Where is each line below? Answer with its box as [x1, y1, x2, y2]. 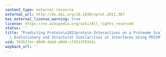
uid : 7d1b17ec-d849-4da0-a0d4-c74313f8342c [5, 40, 96, 45]
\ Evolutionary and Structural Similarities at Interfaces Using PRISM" [9, 35, 163, 40]
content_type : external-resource [5, 7, 74, 12]
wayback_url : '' [5, 44, 39, 49]
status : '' [5, 26, 28, 31]
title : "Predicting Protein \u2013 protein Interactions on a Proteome [5, 30, 152, 35]
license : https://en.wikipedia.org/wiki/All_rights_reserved [5, 21, 134, 26]
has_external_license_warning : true [5, 16, 81, 21]
